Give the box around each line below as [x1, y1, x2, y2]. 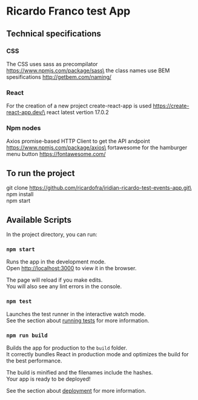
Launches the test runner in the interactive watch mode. [6, 310, 147, 317]
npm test [6, 298, 32, 305]
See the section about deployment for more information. [6, 387, 147, 394]
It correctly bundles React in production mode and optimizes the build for [6, 350, 189, 358]
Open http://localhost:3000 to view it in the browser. [6, 265, 137, 272]
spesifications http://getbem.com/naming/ [6, 73, 112, 80]
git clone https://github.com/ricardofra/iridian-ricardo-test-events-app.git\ [6, 184, 192, 192]
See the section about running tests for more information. [6, 317, 150, 324]
